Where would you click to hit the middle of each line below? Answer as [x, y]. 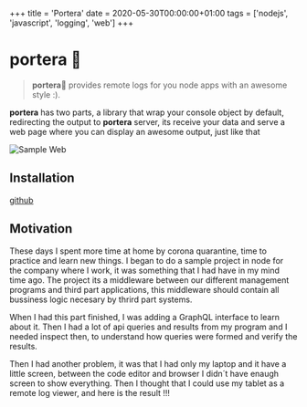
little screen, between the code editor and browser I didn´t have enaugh [144, 373]
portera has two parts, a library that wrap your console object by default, [147, 112]
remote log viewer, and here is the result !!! [90, 392]
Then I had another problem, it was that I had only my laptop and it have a [148, 363]
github [21, 200]
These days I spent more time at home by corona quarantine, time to [138, 251]
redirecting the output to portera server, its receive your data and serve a [148, 121]
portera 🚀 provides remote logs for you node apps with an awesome [159, 85]
